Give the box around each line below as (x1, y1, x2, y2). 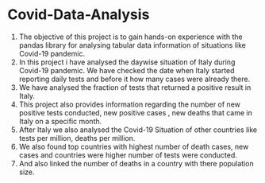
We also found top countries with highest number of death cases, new (18, 142, 249, 151)
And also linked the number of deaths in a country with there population (18, 158, 255, 168)
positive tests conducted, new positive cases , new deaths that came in (18, 107, 253, 117)
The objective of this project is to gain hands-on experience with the (18, 32, 243, 41)
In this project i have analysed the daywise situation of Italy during (18, 57, 236, 67)
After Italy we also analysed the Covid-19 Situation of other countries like (18, 125, 258, 134)
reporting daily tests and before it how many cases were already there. (18, 74, 251, 84)
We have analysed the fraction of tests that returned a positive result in (18, 82, 252, 92)
